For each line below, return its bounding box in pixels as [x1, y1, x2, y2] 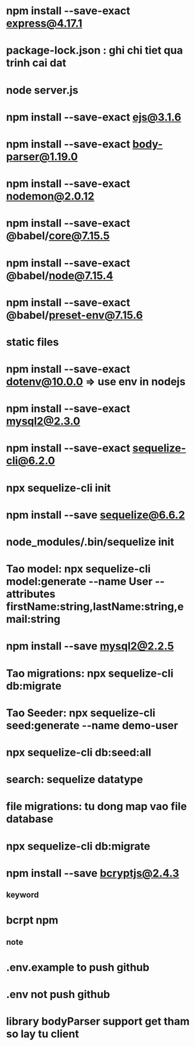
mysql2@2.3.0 [6, 415, 81, 428]
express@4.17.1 [6, 17, 83, 30]
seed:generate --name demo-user [6, 719, 178, 732]
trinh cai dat [6, 56, 67, 70]
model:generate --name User [6, 575, 153, 589]
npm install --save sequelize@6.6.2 [6, 508, 185, 521]
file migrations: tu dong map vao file [6, 800, 187, 813]
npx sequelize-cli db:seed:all [6, 746, 152, 759]
